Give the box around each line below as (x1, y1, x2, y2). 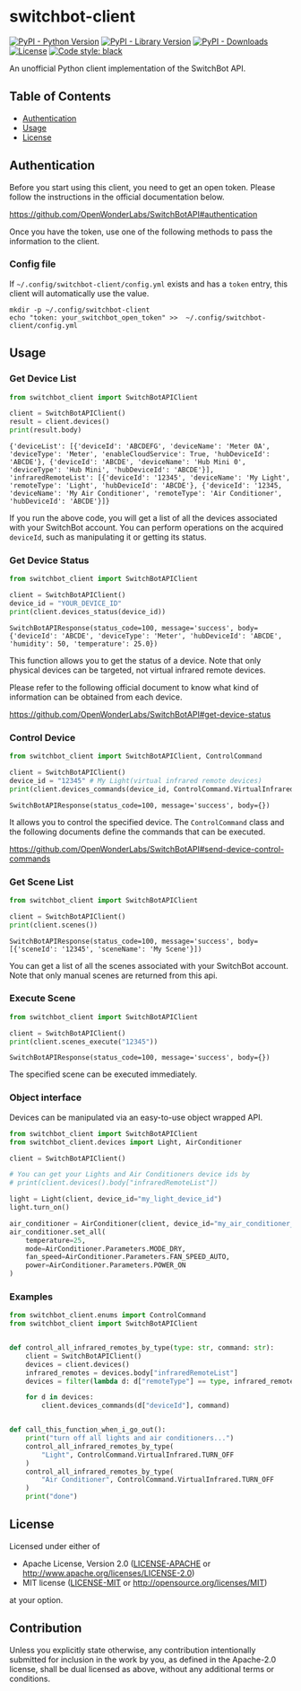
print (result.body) (9, 426, 82, 435)
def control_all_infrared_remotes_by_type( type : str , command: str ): (9, 1343, 275, 1352)
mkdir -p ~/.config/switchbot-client (9, 305, 150, 314)
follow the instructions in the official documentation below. (9, 191, 226, 202)
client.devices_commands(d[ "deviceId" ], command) (41, 1401, 230, 1411)
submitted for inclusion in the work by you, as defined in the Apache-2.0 (9, 1654, 276, 1665)
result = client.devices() (9, 418, 110, 427)
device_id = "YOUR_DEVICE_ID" (9, 599, 123, 608)
